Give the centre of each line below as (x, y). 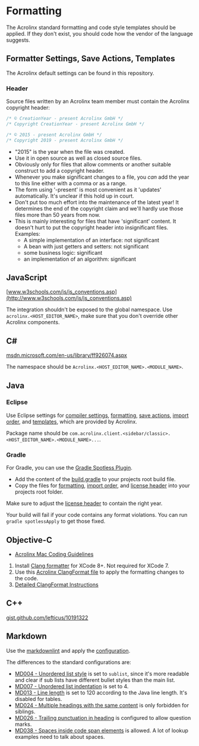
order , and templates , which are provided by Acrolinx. (72, 421)
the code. (26, 578)
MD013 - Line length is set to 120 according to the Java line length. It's (101, 693)
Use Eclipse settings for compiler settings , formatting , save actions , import (97, 415)
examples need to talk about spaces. (60, 736)
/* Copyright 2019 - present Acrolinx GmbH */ (65, 140)
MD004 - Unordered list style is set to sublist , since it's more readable (102, 674)
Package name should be (37, 433)
